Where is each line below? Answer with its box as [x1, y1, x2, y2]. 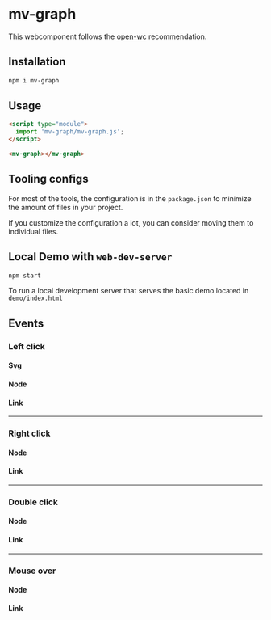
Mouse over [8, 565, 56, 576]
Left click [8, 340, 46, 352]
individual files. [8, 226, 59, 236]
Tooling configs [8, 172, 89, 186]
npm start [8, 272, 42, 280]
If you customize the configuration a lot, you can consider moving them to [8, 217, 254, 227]
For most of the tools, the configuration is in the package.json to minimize [8, 193, 252, 203]
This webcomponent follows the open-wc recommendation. [8, 32, 207, 41]
